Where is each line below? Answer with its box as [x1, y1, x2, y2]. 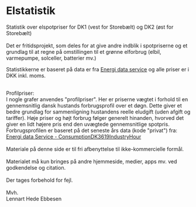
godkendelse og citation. [6, 164, 66, 171]
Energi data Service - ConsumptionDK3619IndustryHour [6, 133, 142, 140]
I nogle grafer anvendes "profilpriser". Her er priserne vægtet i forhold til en [6, 95, 188, 103]
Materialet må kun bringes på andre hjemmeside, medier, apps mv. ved [6, 158, 177, 165]
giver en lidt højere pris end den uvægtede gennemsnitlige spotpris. [6, 120, 170, 127]
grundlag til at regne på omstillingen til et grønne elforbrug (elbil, [6, 48, 161, 55]
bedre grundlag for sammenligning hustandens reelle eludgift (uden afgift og [6, 108, 191, 115]
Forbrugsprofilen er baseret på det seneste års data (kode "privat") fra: [6, 127, 177, 134]
